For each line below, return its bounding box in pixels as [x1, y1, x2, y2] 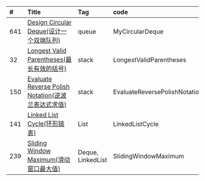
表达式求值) [33, 100, 67, 109]
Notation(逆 [27, 91, 61, 100]
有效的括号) [33, 64, 67, 73]
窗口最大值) [27, 164, 61, 173]
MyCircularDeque [112, 28, 164, 35]
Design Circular [27, 18, 72, 26]
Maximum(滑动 [27, 155, 70, 164]
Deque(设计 [27, 27, 61, 35]
